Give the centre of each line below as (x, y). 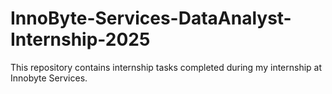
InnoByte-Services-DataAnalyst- (151, 18)
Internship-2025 (80, 39)
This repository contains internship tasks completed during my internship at (166, 67)
